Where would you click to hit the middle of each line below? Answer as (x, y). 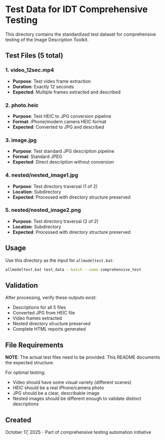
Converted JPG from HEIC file (44, 313)
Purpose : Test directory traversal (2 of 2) (55, 221)
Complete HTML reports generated (49, 329)
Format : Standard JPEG (37, 156)
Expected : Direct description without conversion (63, 162)
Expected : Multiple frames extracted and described (67, 92)
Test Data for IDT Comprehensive (77, 9)
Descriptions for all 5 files (39, 307)
